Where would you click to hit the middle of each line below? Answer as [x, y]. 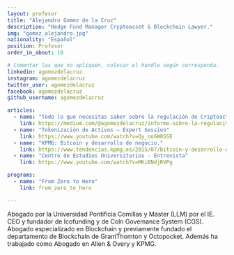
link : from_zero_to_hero [56, 188]
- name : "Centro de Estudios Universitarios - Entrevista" [101, 156]
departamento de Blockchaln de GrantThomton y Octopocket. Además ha [112, 236]
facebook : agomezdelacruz [45, 92]
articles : [22, 110]
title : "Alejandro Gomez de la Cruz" [62, 20]
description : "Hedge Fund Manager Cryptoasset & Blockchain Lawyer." [110, 27]
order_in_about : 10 [36, 53]
